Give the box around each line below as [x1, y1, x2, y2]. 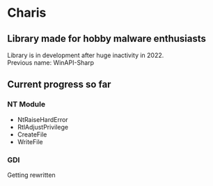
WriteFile [17, 137, 43, 146]
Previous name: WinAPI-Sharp [7, 59, 95, 67]
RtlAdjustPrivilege [17, 123, 68, 131]
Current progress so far [7, 79, 111, 91]
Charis [7, 5, 47, 21]
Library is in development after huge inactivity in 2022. [7, 51, 164, 59]
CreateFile [17, 130, 47, 139]
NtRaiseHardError [17, 115, 68, 123]
